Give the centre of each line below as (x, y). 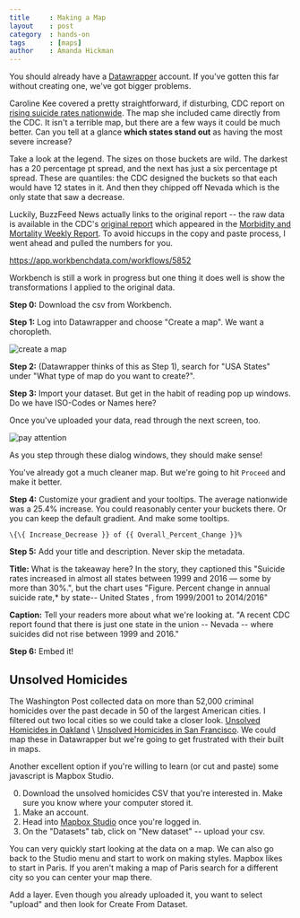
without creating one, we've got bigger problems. (100, 86)
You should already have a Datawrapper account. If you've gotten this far (144, 76)
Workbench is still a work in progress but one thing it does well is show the (147, 278)
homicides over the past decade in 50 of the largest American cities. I (137, 711)
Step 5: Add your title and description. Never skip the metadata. (127, 552)
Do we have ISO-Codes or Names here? (83, 403)
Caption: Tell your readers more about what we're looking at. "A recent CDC (150, 615)
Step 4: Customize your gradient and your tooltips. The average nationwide (149, 500)
